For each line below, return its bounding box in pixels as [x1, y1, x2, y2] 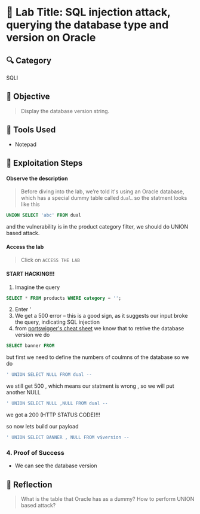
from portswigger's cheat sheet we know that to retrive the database [14, 325, 184, 332]
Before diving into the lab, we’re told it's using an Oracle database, [20, 188, 184, 195]
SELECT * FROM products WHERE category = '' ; [6, 295, 121, 301]
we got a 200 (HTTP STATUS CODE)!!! [6, 411, 100, 418]
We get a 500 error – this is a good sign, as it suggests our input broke [14, 312, 188, 320]
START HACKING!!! [6, 270, 55, 277]
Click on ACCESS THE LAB [20, 257, 81, 264]
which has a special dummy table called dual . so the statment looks [20, 194, 187, 202]
